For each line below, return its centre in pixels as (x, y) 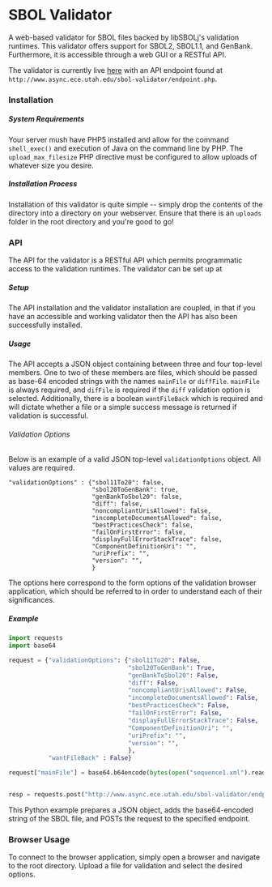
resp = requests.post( (47, 795)
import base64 (32, 646)
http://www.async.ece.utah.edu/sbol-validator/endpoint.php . (113, 79)
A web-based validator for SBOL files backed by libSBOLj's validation (124, 37)
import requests (36, 638)
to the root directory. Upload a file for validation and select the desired (125, 866)
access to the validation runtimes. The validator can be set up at (115, 269)
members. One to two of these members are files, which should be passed (133, 373)
